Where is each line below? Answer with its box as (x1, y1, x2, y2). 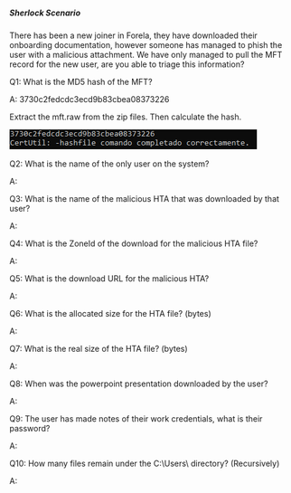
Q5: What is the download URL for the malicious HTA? (9, 272, 210, 284)
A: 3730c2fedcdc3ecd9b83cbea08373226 (9, 93, 170, 104)
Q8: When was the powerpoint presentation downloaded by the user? (9, 378, 268, 389)
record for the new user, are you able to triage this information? (9, 59, 245, 70)
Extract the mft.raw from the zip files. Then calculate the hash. (9, 111, 242, 122)
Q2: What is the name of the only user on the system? (9, 158, 210, 169)
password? (9, 422, 51, 433)
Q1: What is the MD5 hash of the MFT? (9, 76, 153, 87)
